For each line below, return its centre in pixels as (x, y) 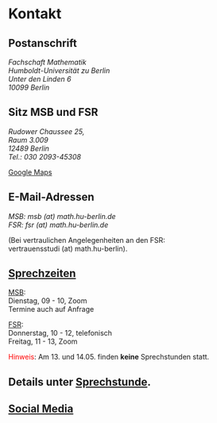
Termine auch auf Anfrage (51, 310)
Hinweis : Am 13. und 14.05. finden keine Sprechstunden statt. (109, 357)
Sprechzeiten (42, 273)
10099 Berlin (29, 87)
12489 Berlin (29, 148)
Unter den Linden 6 (40, 79)
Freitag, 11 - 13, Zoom (43, 341)
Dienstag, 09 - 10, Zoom (48, 301)
